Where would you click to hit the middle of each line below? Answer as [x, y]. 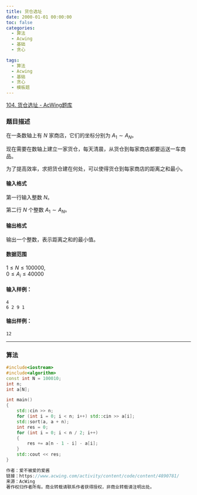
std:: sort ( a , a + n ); [43, 422]
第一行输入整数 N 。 [29, 198]
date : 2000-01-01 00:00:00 [39, 17]
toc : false [19, 22]
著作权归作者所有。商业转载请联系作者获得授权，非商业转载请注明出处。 [80, 487]
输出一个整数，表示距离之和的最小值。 [52, 240]
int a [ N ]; [18, 389]
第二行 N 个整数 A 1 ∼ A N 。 [38, 211]
